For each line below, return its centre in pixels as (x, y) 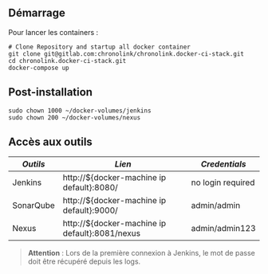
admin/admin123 (223, 229)
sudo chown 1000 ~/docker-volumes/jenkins (80, 111)
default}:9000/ (90, 210)
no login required (223, 182)
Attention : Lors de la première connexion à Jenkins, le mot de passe (141, 253)
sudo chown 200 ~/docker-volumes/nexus (75, 117)
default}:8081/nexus (102, 233)
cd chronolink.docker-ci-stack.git (67, 61)
